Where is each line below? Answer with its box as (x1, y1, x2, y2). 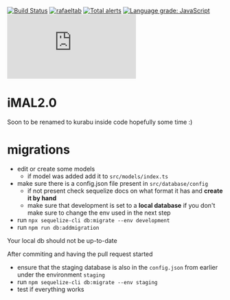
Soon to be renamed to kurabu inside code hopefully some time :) (7, 118, 193, 126)
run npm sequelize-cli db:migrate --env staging (16, 277, 158, 286)
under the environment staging (16, 270, 105, 279)
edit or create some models (16, 164, 95, 173)
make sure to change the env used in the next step (27, 208, 171, 217)
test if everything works (16, 285, 84, 293)
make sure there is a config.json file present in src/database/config (16, 179, 208, 187)
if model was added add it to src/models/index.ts (27, 172, 168, 180)
